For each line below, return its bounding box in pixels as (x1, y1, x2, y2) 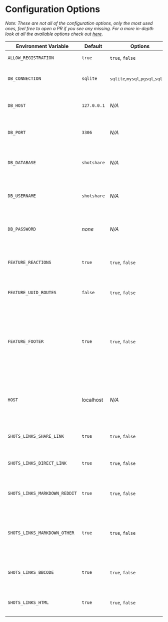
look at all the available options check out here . (5, 31, 103, 37)
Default (84, 43, 102, 50)
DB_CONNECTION (7, 75, 41, 81)
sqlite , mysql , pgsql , (109, 75, 155, 82)
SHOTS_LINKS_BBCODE (7, 569, 54, 575)
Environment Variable (15, 43, 69, 50)
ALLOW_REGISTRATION (7, 55, 54, 61)
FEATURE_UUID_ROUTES (7, 290, 56, 295)
